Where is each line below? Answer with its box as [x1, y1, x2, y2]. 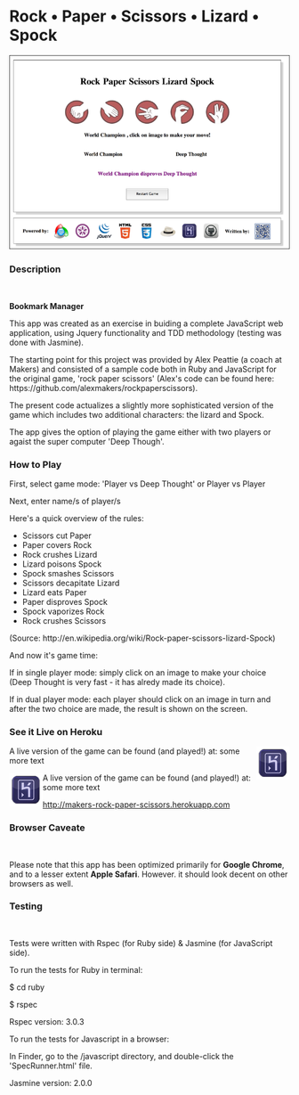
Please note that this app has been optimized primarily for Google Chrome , [9, 859, 285, 870]
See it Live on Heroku [9, 725, 103, 738]
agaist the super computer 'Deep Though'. [9, 436, 165, 446]
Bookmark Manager [9, 300, 85, 311]
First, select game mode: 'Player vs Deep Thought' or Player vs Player [9, 478, 266, 489]
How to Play [9, 458, 62, 470]
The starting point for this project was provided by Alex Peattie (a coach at [9, 354, 282, 364]
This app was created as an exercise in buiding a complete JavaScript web [9, 318, 284, 329]
